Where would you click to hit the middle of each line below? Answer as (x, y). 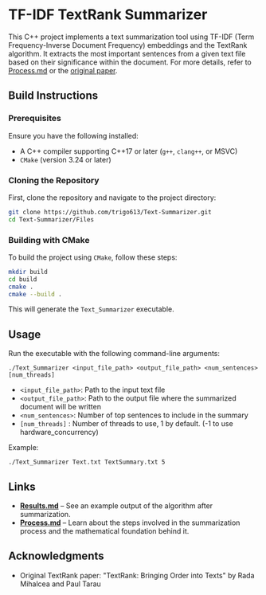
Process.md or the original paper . (63, 70)
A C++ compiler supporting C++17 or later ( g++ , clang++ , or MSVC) (129, 151)
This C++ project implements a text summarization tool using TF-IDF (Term (131, 37)
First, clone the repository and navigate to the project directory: (112, 198)
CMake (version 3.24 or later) (65, 159)
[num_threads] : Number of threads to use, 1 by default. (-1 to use (126, 424)
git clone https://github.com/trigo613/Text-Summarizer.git (110, 212)
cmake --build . (35, 294)
